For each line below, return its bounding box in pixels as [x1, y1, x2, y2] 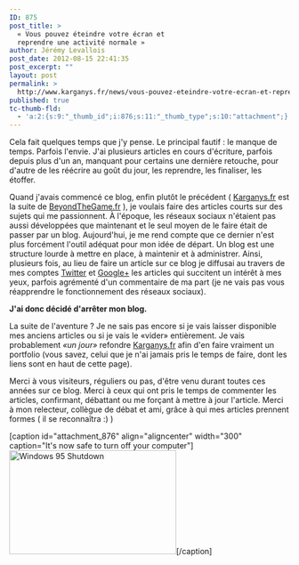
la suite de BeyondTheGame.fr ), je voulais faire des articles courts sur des [9, 201, 283, 212]
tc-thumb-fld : [9, 104, 62, 113]
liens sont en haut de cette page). [9, 359, 133, 369]
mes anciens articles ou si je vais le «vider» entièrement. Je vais [9, 330, 245, 341]
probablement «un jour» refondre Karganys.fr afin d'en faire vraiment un [9, 340, 274, 351]
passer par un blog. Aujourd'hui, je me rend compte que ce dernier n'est [9, 230, 274, 240]
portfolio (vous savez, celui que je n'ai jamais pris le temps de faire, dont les [9, 349, 287, 360]
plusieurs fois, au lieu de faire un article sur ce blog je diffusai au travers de [9, 258, 286, 269]
